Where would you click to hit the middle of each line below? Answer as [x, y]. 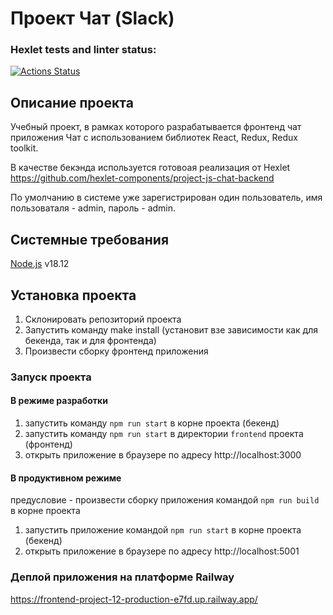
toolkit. [24, 148]
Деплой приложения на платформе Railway [122, 577]
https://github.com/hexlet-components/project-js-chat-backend [142, 178]
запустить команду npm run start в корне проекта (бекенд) [152, 423]
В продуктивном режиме [66, 478]
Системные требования [90, 239]
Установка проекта [73, 295]
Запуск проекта [51, 377]
